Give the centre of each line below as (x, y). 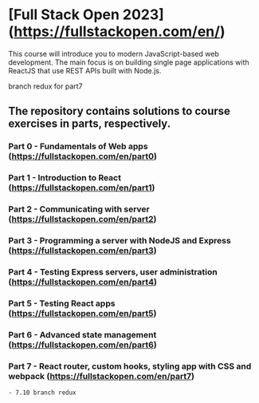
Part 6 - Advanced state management (82, 334)
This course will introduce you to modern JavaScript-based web (114, 53)
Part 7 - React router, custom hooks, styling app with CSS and (130, 366)
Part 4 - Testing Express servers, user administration (113, 271)
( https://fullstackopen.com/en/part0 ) (83, 156)
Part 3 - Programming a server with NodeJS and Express (120, 241)
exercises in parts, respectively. (90, 124)
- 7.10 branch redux (43, 393)
